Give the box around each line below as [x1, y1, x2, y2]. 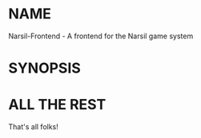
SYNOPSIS [8, 59, 82, 77]
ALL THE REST [8, 96, 107, 114]
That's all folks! [8, 122, 58, 132]
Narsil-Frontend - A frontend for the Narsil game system [8, 31, 194, 41]
